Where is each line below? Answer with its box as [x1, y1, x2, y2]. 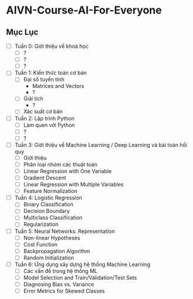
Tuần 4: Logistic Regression [14, 194, 82, 201]
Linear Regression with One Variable [23, 167, 112, 175]
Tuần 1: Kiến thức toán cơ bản [14, 69, 87, 77]
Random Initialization [23, 254, 75, 261]
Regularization [23, 221, 59, 228]
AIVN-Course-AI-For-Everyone [6, 4, 162, 17]
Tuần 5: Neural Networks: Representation [14, 228, 115, 235]
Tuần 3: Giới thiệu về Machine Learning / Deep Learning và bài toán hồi [14, 141, 187, 148]
